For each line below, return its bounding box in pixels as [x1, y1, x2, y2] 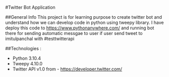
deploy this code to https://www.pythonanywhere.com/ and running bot [5, 25, 154, 31]
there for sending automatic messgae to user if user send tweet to [5, 30, 143, 36]
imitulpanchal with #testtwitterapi [5, 35, 75, 42]
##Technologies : [5, 46, 42, 51]
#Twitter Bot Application [5, 5, 55, 10]
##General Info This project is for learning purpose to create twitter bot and [5, 14, 162, 20]
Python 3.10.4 [12, 55, 41, 61]
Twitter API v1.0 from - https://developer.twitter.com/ [12, 66, 123, 72]
